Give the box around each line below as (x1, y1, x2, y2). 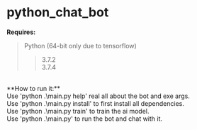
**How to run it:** (6, 84, 61, 92)
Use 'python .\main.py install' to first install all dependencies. (6, 99, 185, 107)
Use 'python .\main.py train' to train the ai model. (6, 107, 150, 115)
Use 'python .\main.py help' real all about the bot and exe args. (6, 92, 191, 100)
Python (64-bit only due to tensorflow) (23, 41, 137, 50)
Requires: (6, 28, 36, 36)
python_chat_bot (6, 4, 109, 21)
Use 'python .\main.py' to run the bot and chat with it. (6, 114, 163, 123)
